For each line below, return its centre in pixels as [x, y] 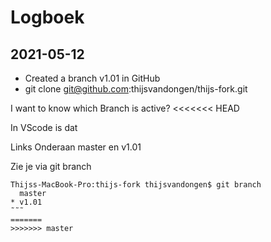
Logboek [47, 17]
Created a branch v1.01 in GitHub [92, 78]
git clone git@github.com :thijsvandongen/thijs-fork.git [136, 89]
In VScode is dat [44, 127]
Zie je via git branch [51, 166]
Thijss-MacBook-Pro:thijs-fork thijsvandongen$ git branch [136, 185]
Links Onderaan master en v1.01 [76, 147]
